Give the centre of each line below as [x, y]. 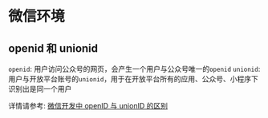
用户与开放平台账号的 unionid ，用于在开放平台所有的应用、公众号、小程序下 [134, 79]
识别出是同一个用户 [40, 89]
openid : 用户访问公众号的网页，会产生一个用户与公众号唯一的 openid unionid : [134, 69]
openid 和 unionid [53, 48]
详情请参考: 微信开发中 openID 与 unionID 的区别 [88, 106]
